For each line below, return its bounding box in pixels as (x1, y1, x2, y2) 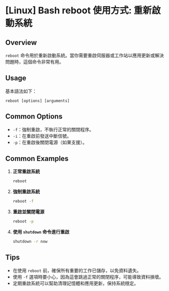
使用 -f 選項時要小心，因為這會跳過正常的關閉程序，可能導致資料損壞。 (12, 274, 164, 280)
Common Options (5, 112, 63, 121)
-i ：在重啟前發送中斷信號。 (12, 132, 72, 139)
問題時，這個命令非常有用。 (5, 59, 64, 64)
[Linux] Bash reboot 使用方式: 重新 (5, 5, 152, 16)
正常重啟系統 (12, 168, 40, 174)
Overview (5, 38, 37, 47)
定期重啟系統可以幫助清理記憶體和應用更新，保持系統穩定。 (12, 280, 139, 286)
